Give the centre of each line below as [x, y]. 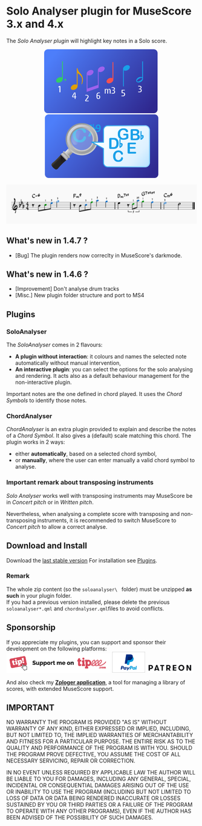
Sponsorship [31, 628]
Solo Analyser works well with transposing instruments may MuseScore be [99, 495]
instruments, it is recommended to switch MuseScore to [107, 520]
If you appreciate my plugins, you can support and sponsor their [86, 642]
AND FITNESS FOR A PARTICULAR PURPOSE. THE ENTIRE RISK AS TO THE [101, 742]
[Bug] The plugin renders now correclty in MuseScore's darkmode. [99, 255]
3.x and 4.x [35, 24]
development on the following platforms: [57, 649]
